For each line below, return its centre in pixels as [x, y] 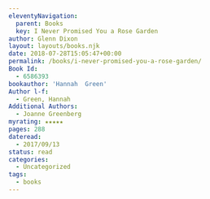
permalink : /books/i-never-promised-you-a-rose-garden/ [105, 62]
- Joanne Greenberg [49, 115]
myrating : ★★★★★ [36, 122]
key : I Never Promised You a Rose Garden [87, 31]
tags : [17, 175]
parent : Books [39, 24]
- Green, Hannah [43, 99]
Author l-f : [28, 91]
